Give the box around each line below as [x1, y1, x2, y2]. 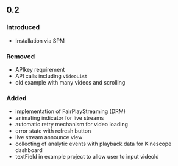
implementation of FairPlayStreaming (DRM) [15, 108, 126, 115]
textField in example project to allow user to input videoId [15, 153, 160, 161]
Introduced [6, 23, 40, 32]
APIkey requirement [15, 66, 65, 73]
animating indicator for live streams [15, 114, 104, 122]
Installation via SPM [15, 36, 65, 44]
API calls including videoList [15, 72, 88, 80]
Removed [6, 52, 35, 60]
